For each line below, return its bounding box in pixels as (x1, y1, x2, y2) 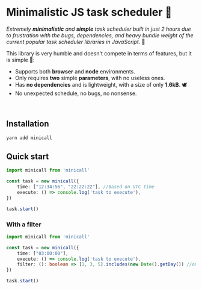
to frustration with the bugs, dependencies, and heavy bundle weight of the (6, 31, 194, 39)
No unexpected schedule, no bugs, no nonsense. (14, 90, 137, 97)
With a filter (6, 220, 41, 228)
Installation (6, 119, 49, 129)
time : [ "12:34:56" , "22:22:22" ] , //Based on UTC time (17, 184, 155, 190)
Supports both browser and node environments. (14, 67, 135, 75)
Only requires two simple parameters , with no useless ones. (14, 74, 165, 81)
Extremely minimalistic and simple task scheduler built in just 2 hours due (6, 25, 191, 33)
